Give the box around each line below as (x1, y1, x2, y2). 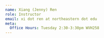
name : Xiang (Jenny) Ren (5, 7, 57, 12)
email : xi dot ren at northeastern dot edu (5, 16, 97, 21)
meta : (5, 21, 16, 26)
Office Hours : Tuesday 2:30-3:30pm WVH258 (9, 26, 99, 31)
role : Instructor (5, 12, 41, 17)
